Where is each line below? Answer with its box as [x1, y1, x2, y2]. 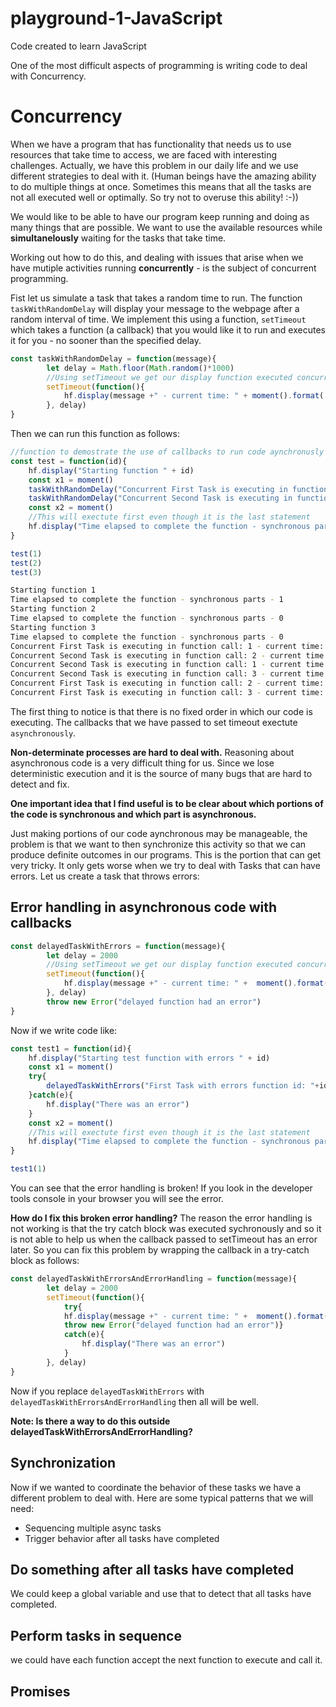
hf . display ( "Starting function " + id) [28, 465, 195, 476]
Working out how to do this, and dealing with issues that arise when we [10, 251, 304, 263]
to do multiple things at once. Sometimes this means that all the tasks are [10, 180, 312, 192]
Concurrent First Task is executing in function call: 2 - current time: [10, 678, 325, 689]
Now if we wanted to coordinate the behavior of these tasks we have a [10, 1481, 302, 1493]
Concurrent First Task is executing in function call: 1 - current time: [10, 641, 325, 651]
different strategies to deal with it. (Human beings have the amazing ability [10, 170, 317, 182]
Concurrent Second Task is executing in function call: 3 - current [10, 669, 302, 679]
